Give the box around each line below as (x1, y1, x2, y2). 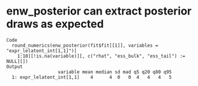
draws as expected (6, 17, 104, 31)
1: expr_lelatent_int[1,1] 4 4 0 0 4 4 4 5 (12, 74, 172, 80)
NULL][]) (6, 58, 28, 64)
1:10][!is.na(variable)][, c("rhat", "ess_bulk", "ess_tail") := (17, 53, 186, 59)
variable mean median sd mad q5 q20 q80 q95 (58, 68, 172, 75)
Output (6, 64, 23, 70)
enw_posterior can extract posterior (6, 4, 192, 18)
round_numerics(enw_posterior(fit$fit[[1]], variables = (12, 42, 159, 48)
